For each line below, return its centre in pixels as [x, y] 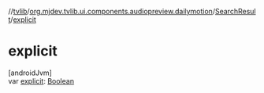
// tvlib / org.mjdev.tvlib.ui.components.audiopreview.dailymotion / [112, 11]
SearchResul [235, 11]
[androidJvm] [30, 73]
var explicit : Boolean [41, 80]
